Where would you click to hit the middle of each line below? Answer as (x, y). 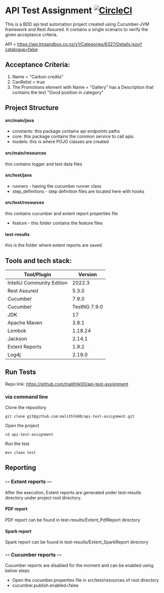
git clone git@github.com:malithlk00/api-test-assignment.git (70, 416)
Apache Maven (25, 323)
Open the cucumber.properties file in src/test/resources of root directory (85, 580)
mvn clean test (21, 453)
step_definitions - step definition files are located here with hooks (78, 191)
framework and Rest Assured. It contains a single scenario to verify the (77, 29)
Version (87, 274)
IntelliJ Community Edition (37, 283)
